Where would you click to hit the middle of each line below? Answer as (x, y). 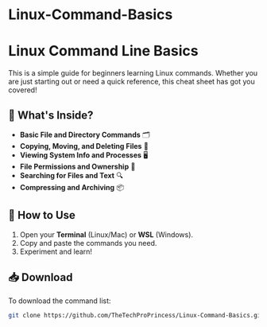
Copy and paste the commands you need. (88, 243)
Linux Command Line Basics (103, 51)
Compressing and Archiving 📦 (72, 187)
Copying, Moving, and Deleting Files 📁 (84, 146)
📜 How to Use (42, 215)
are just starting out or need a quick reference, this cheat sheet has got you (132, 82)
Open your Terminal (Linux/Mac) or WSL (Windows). (106, 234)
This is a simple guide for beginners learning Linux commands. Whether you (133, 73)
